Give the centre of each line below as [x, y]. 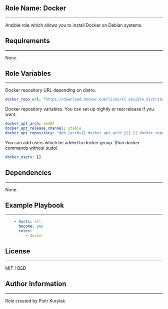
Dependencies [28, 173]
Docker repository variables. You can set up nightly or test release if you [79, 109]
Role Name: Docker [36, 8]
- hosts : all [28, 222]
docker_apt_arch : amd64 [30, 124]
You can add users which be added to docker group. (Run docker [72, 142]
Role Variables [28, 74]
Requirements [27, 41]
